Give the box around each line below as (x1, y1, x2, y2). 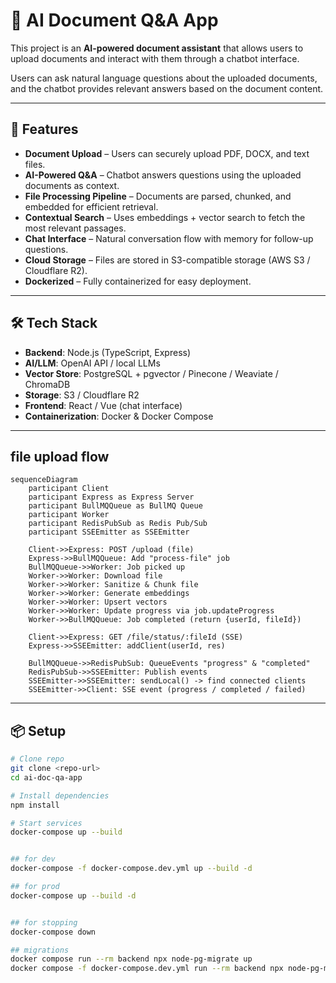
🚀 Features (10, 121, 79, 138)
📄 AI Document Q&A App (10, 9, 219, 32)
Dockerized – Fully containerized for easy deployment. (24, 275, 252, 287)
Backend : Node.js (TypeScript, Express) (24, 346, 192, 358)
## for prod (10, 882, 60, 892)
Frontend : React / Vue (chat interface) (24, 399, 183, 411)
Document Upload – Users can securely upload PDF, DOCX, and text (24, 147, 310, 159)
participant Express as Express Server (28, 492, 195, 503)
